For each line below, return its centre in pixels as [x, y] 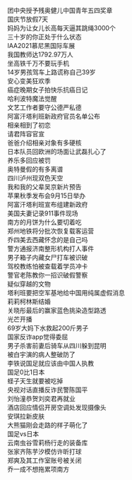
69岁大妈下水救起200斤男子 [48, 328]
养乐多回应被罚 [29, 160]
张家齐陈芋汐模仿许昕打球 [44, 451]
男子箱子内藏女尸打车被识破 [48, 257]
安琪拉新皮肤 [26, 416]
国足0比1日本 [26, 372]
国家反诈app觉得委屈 [38, 337]
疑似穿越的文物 [29, 284]
